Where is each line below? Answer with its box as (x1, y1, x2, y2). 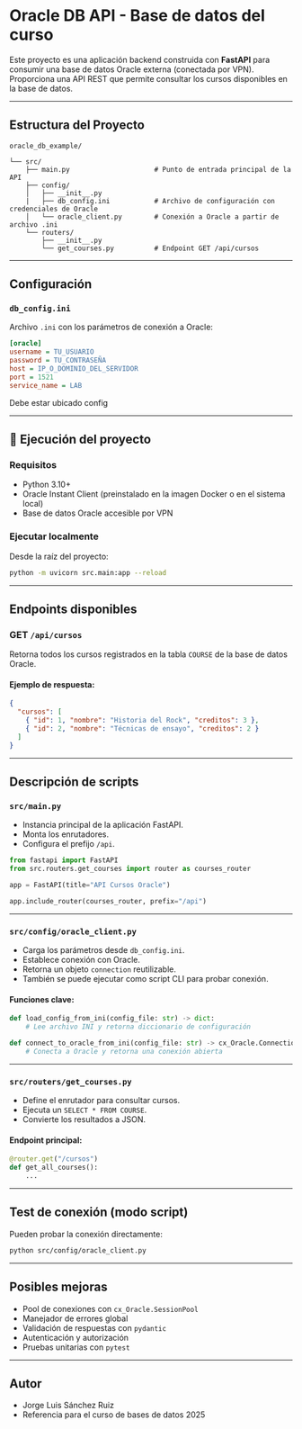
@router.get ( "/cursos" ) (9, 1155, 99, 1164)
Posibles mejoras (9, 1280, 108, 1295)
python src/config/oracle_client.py (9, 1245, 147, 1255)
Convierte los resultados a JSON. (22, 1114, 147, 1125)
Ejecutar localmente (9, 530, 99, 543)
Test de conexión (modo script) (9, 1205, 189, 1220)
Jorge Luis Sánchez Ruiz (22, 1400, 115, 1411)
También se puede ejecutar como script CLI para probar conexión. (22, 974, 269, 984)
